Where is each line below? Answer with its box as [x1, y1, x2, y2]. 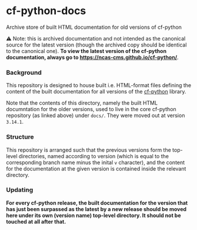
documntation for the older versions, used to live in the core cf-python [6, 106, 176, 113]
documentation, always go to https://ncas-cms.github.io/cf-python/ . [6, 54, 179, 61]
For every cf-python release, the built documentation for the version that [6, 199, 188, 206]
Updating [6, 186, 34, 194]
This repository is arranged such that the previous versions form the [6, 146, 172, 154]
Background [6, 68, 42, 76]
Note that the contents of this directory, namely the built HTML [6, 99, 158, 106]
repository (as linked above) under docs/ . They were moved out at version [6, 112, 185, 119]
